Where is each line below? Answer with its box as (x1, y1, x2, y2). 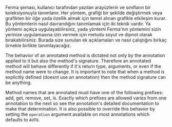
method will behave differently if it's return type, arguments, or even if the (5, 63, 162, 69)
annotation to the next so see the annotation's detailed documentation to (5, 100, 159, 107)
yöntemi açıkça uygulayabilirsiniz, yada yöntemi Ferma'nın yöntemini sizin (5, 26, 161, 32)
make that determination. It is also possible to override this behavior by (5, 106, 156, 112)
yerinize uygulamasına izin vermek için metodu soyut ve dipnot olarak (5, 32, 152, 37)
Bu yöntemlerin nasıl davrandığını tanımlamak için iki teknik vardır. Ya (5, 20, 151, 27)
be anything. (5, 79, 32, 86)
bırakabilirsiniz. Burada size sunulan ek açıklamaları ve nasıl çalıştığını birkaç (5, 37, 167, 43)
